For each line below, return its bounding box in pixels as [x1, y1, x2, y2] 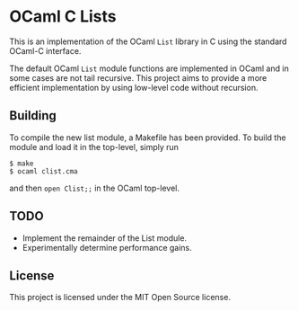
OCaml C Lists [9, 6, 117, 27]
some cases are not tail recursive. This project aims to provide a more [9, 72, 267, 83]
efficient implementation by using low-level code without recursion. [9, 82, 259, 93]
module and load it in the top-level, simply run [9, 141, 180, 152]
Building [9, 108, 57, 123]
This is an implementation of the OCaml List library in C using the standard [9, 36, 287, 47]
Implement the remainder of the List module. [22, 232, 187, 244]
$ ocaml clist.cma [9, 166, 78, 176]
